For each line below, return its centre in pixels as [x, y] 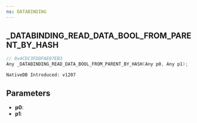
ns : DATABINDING [26, 12]
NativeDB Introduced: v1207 [41, 75]
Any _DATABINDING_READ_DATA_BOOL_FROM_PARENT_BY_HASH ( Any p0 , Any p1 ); [97, 64]
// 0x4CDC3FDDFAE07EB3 [34, 59]
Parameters [28, 93]
